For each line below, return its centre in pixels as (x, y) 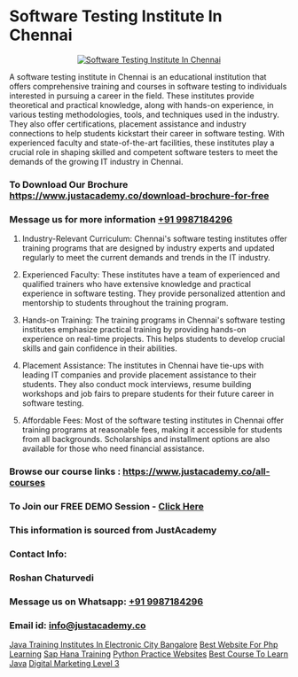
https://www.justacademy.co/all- (196, 471)
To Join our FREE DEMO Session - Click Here (106, 506)
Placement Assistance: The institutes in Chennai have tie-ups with (143, 366)
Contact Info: (38, 554)
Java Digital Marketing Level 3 (64, 663)
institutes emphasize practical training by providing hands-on (134, 330)
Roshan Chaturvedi (52, 578)
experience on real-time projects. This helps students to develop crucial (153, 339)
